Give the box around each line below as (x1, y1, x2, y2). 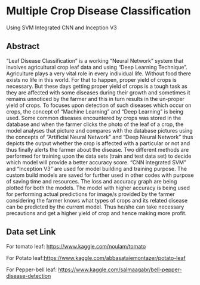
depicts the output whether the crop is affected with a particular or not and (6, 139, 190, 147)
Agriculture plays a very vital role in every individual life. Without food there (6, 70, 192, 77)
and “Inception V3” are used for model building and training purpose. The (6, 165, 187, 172)
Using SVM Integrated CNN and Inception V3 (6, 24, 118, 31)
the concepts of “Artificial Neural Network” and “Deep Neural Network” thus (6, 133, 193, 140)
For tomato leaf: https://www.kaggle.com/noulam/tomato (6, 243, 146, 250)
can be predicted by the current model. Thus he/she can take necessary (6, 203, 184, 210)
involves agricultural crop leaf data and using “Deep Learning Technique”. (6, 63, 188, 71)
